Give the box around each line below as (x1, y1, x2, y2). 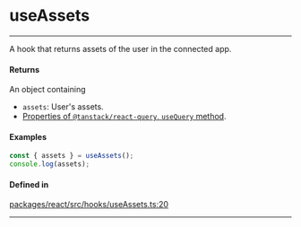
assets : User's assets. (21, 101, 105, 112)
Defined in (9, 179, 49, 189)
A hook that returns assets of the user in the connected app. (9, 43, 232, 54)
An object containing (9, 84, 86, 95)
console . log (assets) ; (9, 160, 90, 169)
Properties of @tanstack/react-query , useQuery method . (21, 111, 227, 122)
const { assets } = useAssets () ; (9, 152, 134, 161)
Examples (9, 131, 47, 142)
